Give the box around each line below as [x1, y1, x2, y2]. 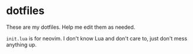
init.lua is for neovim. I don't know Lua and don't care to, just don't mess [6, 35, 188, 42]
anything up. [6, 41, 37, 48]
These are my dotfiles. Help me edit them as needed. [6, 23, 136, 31]
